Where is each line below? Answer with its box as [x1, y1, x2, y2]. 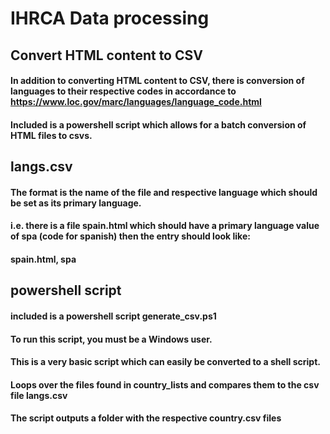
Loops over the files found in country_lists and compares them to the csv [10, 378, 320, 391]
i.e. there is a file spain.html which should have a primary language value [10, 220, 320, 232]
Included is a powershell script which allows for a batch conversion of [10, 118, 307, 131]
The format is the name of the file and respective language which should [10, 186, 318, 198]
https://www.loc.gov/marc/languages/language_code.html [10, 96, 262, 108]
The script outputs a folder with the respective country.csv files [10, 412, 282, 424]
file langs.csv [10, 389, 68, 401]
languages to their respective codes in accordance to [10, 85, 237, 97]
